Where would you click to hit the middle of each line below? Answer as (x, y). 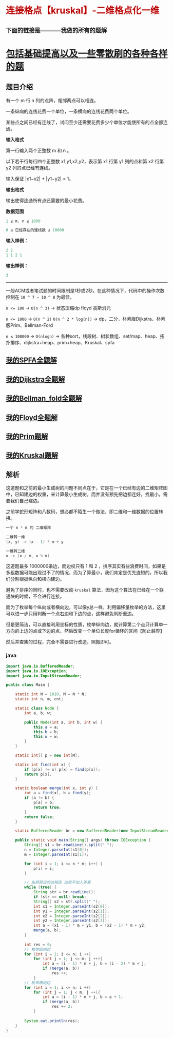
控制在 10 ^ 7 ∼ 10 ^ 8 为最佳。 (40, 297)
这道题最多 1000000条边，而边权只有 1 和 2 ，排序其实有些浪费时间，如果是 (86, 566)
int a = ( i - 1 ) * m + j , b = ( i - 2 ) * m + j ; (94, 964)
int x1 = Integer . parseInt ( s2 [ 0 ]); (71, 906)
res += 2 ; (62, 1007)
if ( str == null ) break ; (60, 897)
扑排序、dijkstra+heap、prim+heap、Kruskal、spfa (60, 342)
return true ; (47, 807)
